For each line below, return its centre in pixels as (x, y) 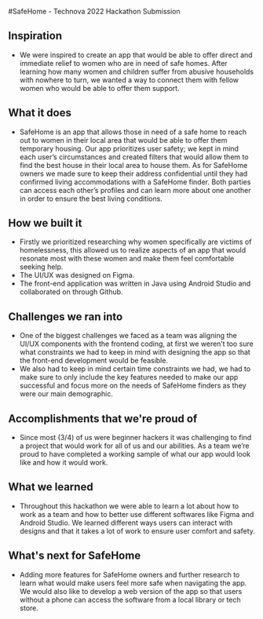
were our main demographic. (66, 394)
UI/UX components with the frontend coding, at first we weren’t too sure (136, 344)
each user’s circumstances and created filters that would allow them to (134, 157)
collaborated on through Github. (71, 292)
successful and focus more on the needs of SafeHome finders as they (133, 386)
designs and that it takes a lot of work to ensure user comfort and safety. (137, 531)
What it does (40, 113)
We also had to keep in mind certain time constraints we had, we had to (135, 369)
